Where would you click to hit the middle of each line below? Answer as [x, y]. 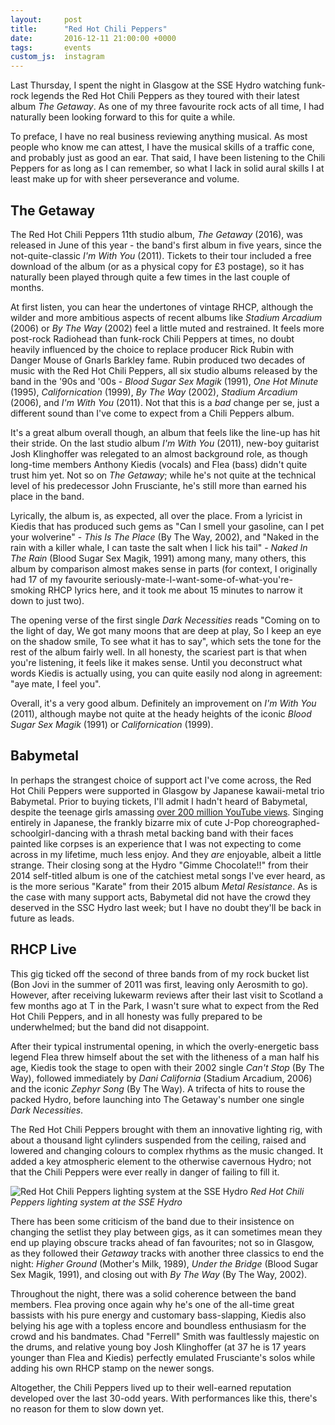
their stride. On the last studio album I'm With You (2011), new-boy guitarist [165, 443]
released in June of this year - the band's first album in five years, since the [166, 245]
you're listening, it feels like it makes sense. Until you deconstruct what [156, 662]
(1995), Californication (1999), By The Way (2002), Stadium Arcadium [154, 392]
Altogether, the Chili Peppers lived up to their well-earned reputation [151, 1387]
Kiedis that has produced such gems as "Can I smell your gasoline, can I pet [167, 526]
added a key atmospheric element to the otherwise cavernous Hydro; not [161, 1161]
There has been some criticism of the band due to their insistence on [152, 1221]
